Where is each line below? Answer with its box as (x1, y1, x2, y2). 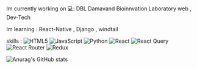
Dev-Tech (6, 14, 31, 21)
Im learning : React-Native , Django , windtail (6, 26, 118, 32)
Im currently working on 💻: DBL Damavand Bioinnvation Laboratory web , (6, 5, 192, 12)
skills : (6, 37, 23, 45)
